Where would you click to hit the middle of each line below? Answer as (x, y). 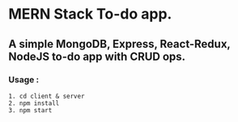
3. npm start (30, 110)
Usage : (24, 79)
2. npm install (34, 103)
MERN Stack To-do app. (90, 14)
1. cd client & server (47, 96)
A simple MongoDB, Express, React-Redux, (119, 44)
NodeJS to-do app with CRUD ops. (97, 56)
